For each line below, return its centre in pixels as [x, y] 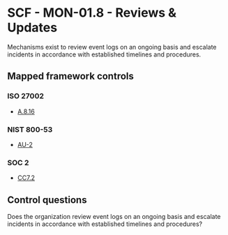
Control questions [47, 200]
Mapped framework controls [71, 76]
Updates [32, 28]
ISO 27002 [25, 96]
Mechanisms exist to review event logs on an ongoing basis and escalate [112, 47]
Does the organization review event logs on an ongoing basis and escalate [114, 217]
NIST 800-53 [30, 129]
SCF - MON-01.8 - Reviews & [92, 13]
